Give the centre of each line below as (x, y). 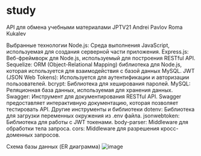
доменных (20, 135)
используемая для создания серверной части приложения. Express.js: (97, 51)
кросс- (170, 128)
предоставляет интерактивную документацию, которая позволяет (92, 102)
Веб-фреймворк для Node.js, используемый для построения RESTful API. (101, 58)
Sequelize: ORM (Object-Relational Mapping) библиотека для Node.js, (94, 64)
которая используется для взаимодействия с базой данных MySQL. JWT (101, 70)
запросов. (47, 135)
